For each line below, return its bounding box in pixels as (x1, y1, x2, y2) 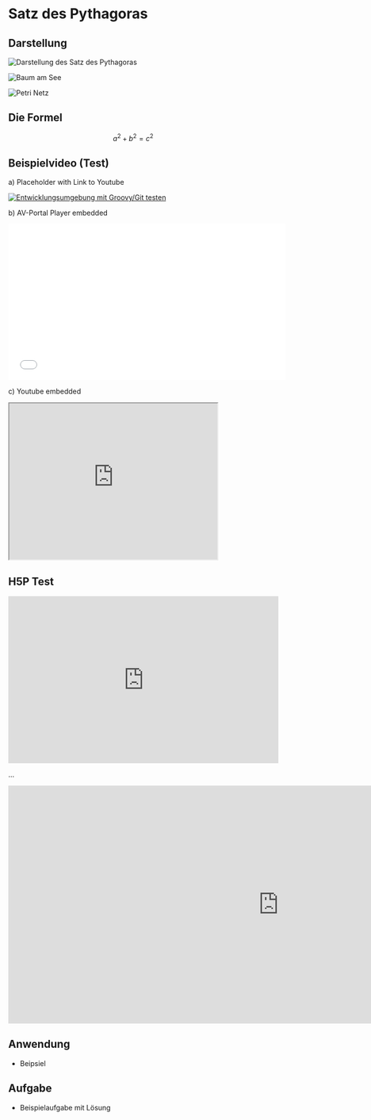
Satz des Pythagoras (8, 5, 148, 23)
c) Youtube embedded (8, 386, 82, 397)
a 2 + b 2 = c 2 (113, 132, 154, 143)
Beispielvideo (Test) (8, 156, 109, 170)
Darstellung (8, 36, 67, 50)
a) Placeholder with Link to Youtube (8, 178, 124, 187)
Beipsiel (19, 1058, 46, 1068)
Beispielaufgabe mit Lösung (19, 1103, 111, 1112)
